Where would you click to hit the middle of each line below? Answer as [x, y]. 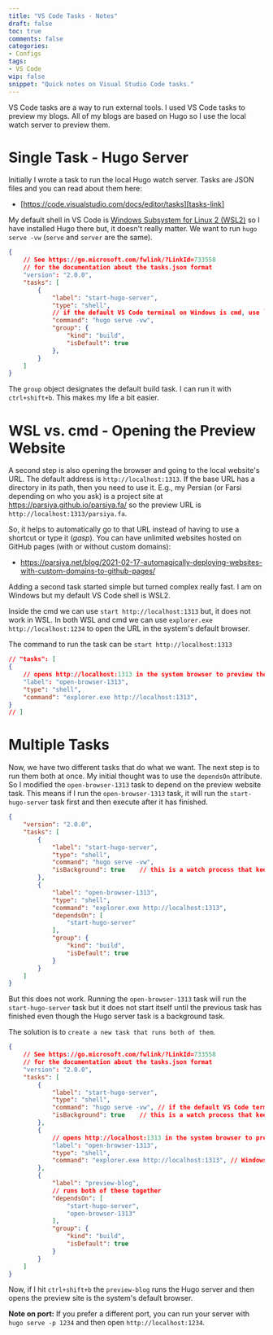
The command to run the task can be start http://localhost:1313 [121, 645]
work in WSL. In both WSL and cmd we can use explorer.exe [110, 620]
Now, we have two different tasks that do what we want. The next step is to [134, 768]
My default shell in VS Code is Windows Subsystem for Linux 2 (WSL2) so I [134, 220]
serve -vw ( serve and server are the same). [80, 238]
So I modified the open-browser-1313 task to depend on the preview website [135, 785]
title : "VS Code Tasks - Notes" [63, 16]
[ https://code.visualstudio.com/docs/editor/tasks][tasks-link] [122, 204]
